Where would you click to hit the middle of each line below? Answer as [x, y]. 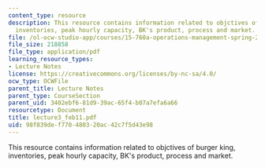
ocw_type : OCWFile [38, 81]
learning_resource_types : [50, 60]
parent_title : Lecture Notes [56, 88]
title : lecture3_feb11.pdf [52, 118]
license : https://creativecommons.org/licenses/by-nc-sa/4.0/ [112, 74]
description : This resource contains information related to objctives [128, 23]
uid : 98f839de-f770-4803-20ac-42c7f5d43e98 [81, 125]
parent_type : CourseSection [54, 96]
